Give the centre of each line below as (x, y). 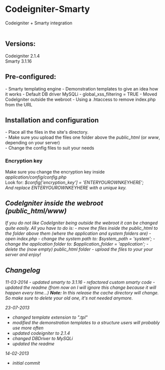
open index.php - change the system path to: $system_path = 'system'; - (80, 239)
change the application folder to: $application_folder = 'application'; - (77, 244)
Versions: (20, 44)
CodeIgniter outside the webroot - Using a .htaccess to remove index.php (81, 99)
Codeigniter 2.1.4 (22, 56)
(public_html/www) (36, 211)
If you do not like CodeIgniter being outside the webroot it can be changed (82, 223)
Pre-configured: (31, 77)
